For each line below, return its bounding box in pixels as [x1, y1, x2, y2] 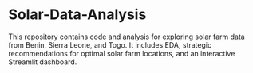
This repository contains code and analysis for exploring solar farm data [8, 32, 245, 41]
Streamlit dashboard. [8, 57, 77, 67]
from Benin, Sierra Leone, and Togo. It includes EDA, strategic [8, 40, 212, 49]
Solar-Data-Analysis [8, 6, 147, 24]
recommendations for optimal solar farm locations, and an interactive [8, 48, 235, 58]
